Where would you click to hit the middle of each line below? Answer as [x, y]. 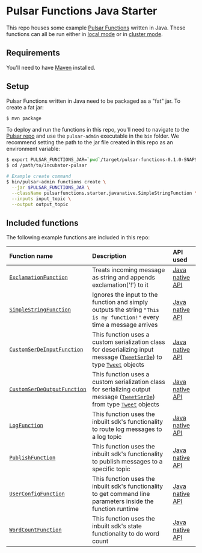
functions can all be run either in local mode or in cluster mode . [85, 34]
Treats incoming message [129, 270]
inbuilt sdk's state [117, 526]
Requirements [33, 53]
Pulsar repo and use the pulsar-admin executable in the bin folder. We [93, 136]
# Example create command [38, 176]
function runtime [116, 509]
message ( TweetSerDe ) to [127, 357]
